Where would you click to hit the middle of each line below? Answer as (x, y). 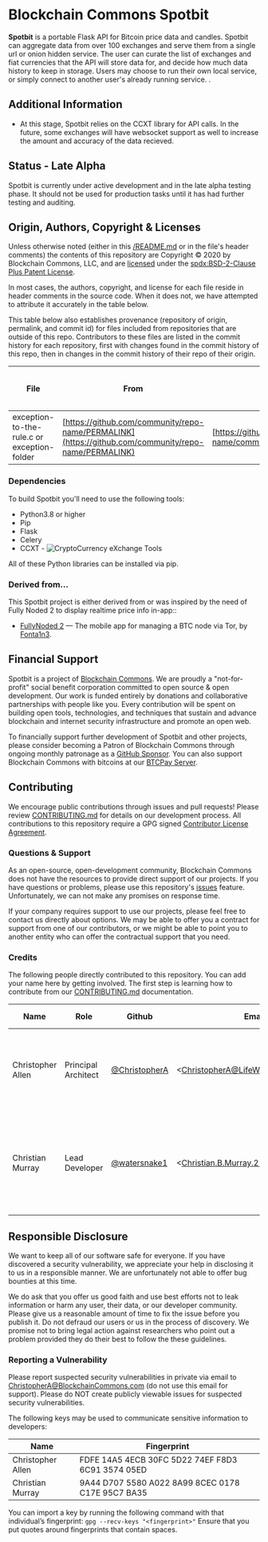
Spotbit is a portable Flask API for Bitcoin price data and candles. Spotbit (128, 37)
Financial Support (53, 659)
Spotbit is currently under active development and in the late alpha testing (130, 185)
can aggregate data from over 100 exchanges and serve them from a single (132, 45)
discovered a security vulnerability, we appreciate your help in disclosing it (131, 1264)
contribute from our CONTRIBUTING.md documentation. (101, 992)
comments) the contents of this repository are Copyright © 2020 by (120, 255)
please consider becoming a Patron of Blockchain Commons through (122, 745)
